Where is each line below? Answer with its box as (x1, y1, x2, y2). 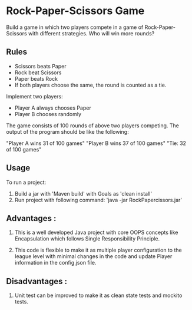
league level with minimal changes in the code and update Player (14, 253, 173, 260)
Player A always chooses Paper (14, 104, 91, 111)
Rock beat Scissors (14, 69, 62, 76)
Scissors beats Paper (14, 62, 67, 70)
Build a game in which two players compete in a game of (6, 24, 144, 31)
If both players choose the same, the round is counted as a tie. (14, 81, 167, 88)
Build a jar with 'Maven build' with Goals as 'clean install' (14, 190, 152, 197)
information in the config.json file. (14, 259, 97, 266)
